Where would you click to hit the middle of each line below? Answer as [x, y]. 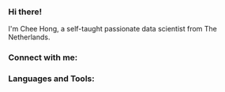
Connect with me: [43, 57]
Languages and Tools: [51, 79]
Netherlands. [29, 37]
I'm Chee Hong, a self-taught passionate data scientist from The [112, 29]
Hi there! [25, 12]
